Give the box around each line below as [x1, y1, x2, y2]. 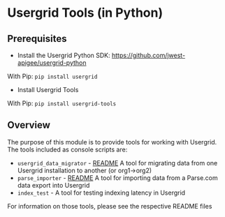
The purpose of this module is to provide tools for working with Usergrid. [7, 137, 217, 146]
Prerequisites [7, 33, 67, 45]
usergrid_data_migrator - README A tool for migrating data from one [17, 158, 218, 167]
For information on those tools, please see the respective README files [7, 202, 212, 210]
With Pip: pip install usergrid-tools [7, 99, 117, 107]
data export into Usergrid [17, 181, 90, 189]
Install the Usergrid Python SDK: [17, 51, 110, 59]
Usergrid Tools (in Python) [7, 5, 164, 21]
